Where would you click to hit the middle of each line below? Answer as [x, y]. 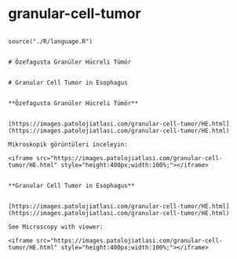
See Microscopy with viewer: [56, 227]
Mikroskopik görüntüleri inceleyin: [68, 144]
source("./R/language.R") [50, 41]
